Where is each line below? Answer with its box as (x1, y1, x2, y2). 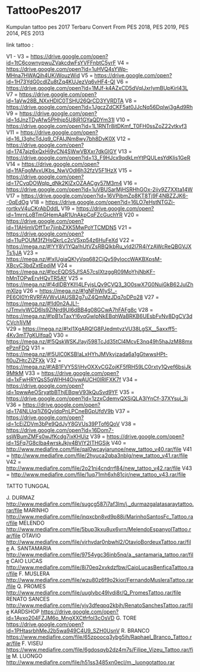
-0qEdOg (6, 198, 29, 206)
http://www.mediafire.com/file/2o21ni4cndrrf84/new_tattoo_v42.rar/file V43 (6, 464, 192, 472)
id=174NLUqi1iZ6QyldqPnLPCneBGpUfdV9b (6, 407, 114, 414)
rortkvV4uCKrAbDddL (6, 205, 60, 212)
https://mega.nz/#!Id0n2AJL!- (6, 299, 80, 307)
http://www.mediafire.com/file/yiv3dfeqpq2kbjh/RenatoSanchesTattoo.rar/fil (6, 602, 193, 609)
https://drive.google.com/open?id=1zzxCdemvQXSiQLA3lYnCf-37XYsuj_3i (6, 395, 188, 402)
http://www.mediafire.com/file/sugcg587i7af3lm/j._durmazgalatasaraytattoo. (6, 500, 194, 507)
